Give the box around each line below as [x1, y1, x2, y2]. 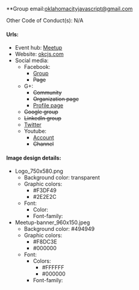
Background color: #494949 [23, 225, 95, 233]
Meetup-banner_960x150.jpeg [14, 219, 90, 226]
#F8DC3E [32, 238, 57, 245]
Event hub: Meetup [14, 44, 63, 51]
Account [32, 134, 54, 141]
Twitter [23, 121, 42, 129]
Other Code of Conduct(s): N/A [6, 17, 84, 24]
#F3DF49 [32, 187, 57, 194]
